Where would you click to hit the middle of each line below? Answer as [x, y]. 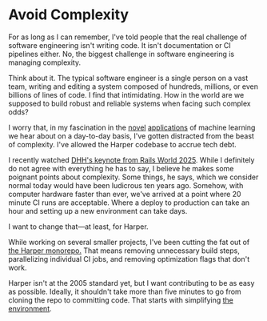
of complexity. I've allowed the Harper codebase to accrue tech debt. [123, 144]
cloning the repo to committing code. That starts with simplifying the [121, 300]
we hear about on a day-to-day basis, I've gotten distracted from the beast [131, 136]
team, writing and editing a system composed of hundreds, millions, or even [133, 86]
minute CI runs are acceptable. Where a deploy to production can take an [129, 203]
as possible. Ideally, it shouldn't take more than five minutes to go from [125, 291]
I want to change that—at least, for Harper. [79, 227]
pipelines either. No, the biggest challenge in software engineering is [121, 54]
